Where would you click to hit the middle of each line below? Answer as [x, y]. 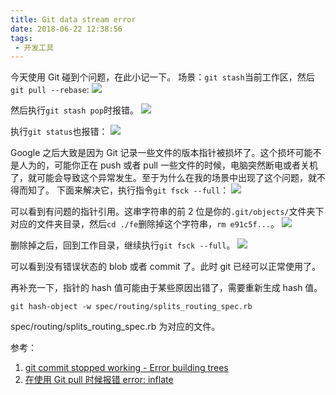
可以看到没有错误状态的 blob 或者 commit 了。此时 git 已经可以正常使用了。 [166, 267]
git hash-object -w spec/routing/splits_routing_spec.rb [131, 307]
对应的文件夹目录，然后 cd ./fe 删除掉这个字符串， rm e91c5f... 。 [145, 224]
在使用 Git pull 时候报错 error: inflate [99, 380]
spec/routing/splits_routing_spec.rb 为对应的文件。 [115, 327]
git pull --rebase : [50, 90]
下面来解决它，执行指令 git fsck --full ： [143, 190]
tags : [21, 38]
